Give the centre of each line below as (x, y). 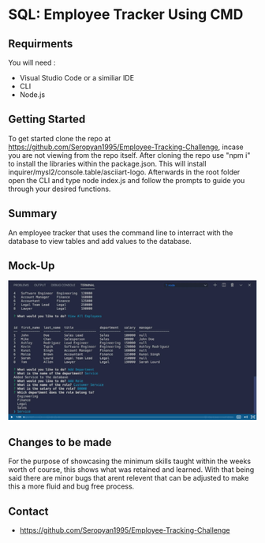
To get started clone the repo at (60, 138)
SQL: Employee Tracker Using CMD (126, 15)
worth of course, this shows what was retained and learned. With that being (131, 470)
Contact (28, 511)
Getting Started (47, 120)
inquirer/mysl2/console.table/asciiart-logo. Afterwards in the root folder (124, 172)
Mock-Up (32, 266)
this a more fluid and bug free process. (71, 486)
